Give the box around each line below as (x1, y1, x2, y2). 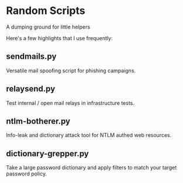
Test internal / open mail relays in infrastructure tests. (6, 99, 134, 106)
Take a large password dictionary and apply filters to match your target (6, 164, 177, 171)
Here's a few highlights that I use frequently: (6, 34, 113, 41)
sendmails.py (6, 51, 57, 62)
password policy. (6, 170, 47, 177)
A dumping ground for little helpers (6, 23, 91, 30)
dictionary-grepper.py (6, 149, 89, 159)
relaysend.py (6, 84, 56, 94)
